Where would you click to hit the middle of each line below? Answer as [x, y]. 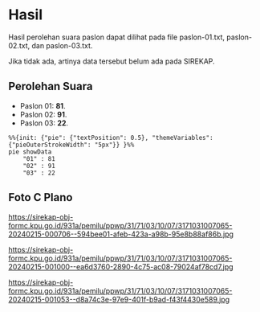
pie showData [30, 152]
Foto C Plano [41, 197]
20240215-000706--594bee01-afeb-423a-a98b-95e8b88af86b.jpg [121, 234]
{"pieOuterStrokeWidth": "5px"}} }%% [71, 145]
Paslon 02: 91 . [43, 114]
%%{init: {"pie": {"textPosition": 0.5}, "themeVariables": [111, 138]
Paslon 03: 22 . [44, 123]
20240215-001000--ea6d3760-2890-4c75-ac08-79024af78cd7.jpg [121, 266]
